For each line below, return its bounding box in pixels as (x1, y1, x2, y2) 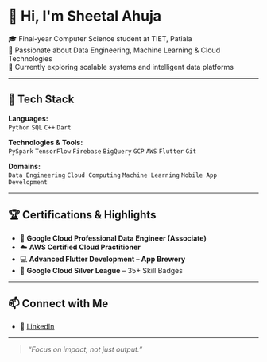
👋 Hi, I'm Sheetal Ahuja (8, 7, 161, 25)
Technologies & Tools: (8, 137, 83, 147)
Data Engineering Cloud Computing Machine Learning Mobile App (8, 171, 217, 179)
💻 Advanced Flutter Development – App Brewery (19, 254, 186, 264)
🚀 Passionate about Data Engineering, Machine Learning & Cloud (8, 45, 221, 55)
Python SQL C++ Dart (8, 123, 72, 132)
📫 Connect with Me (8, 297, 109, 310)
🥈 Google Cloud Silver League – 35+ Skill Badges (19, 265, 183, 275)
